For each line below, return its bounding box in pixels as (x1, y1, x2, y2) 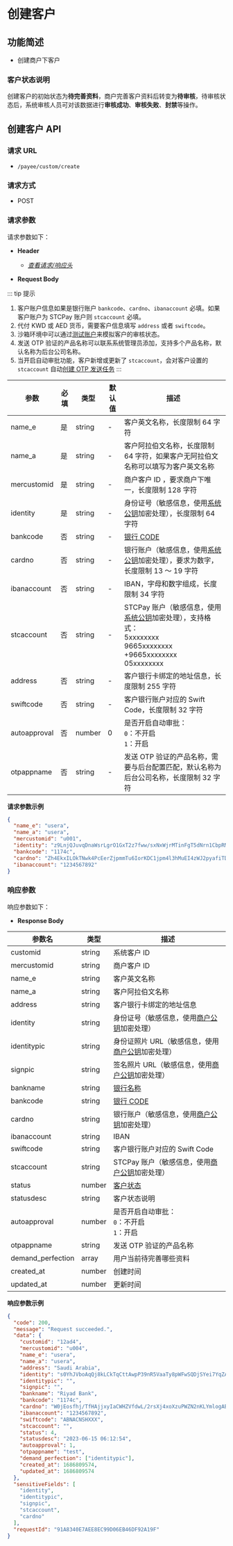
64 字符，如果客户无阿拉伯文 (123, 451, 218, 461)
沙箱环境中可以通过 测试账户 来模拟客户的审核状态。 (17, 329, 164, 338)
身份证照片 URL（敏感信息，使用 (113, 1036, 220, 1046)
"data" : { (13, 1332, 42, 1339)
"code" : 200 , (13, 1319, 51, 1326)
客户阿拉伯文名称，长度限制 (123, 441, 215, 450)
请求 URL (7, 145, 37, 155)
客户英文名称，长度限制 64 (123, 417, 212, 427)
